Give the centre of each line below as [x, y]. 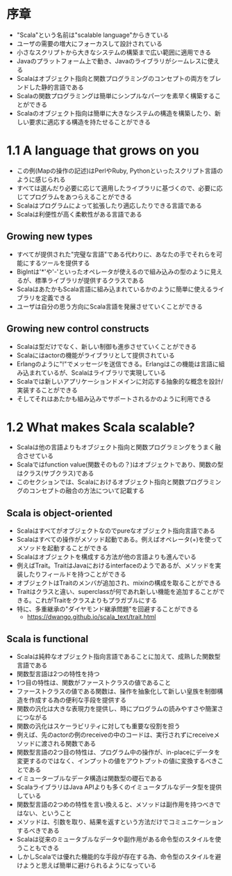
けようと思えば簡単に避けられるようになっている [86, 866]
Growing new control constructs [78, 329]
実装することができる [47, 390]
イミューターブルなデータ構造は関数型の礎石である [89, 779]
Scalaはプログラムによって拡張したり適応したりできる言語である [109, 205]
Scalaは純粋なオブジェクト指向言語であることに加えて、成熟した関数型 [118, 657]
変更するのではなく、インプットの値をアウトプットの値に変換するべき [117, 761]
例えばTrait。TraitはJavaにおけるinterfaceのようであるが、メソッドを [116, 565]
